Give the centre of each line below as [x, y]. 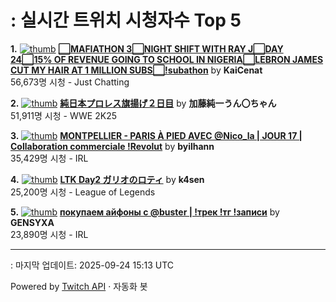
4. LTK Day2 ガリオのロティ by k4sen [107, 179]
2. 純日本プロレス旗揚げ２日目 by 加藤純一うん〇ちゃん [143, 103]
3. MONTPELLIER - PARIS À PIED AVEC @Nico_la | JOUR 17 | [156, 135]
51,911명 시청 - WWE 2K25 [63, 115]
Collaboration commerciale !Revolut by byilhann [112, 146]
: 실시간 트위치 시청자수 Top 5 [126, 20]
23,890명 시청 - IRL [49, 234]
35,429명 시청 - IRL [49, 158]
